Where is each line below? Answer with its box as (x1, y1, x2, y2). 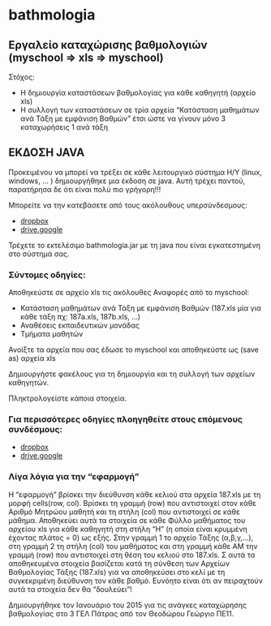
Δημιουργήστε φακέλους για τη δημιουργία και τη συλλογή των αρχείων (8, 369, 256, 379)
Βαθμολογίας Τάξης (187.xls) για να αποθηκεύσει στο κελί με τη (8, 567, 226, 577)
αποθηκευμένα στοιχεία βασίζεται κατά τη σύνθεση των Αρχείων (8, 558, 230, 568)
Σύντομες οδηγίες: (8, 269, 86, 281)
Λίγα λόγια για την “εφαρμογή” (8, 471, 140, 482)
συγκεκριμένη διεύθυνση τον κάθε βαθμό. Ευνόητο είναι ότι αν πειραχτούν (8, 576, 264, 585)
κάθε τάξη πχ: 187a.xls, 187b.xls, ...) (19, 312, 140, 322)
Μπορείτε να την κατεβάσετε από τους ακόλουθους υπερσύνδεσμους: (8, 200, 247, 210)
